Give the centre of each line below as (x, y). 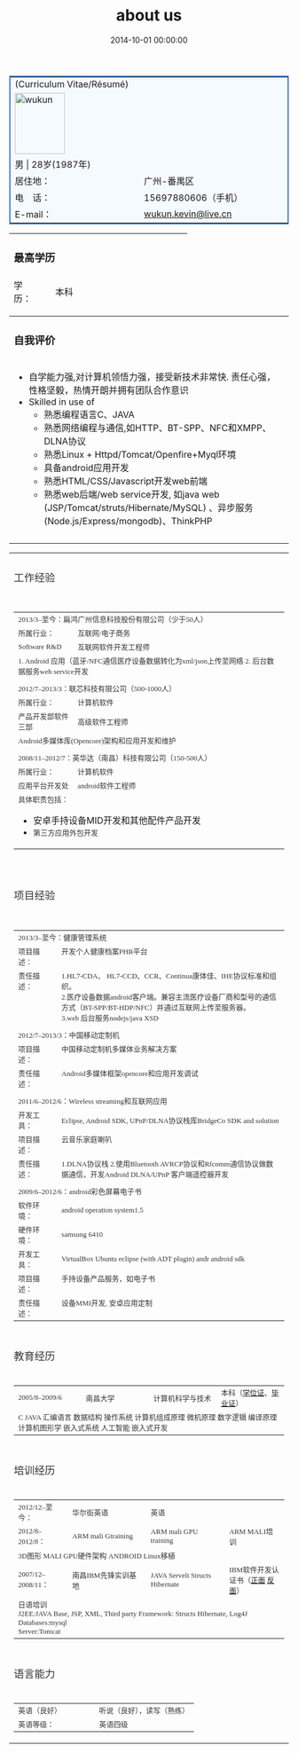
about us (149, 16)
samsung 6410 (82, 1234)
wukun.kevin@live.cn (188, 214)
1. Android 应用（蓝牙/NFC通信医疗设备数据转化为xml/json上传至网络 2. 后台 (143, 661)
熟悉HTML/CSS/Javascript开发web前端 (126, 481)
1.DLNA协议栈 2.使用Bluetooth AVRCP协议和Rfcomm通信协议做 (164, 1164)
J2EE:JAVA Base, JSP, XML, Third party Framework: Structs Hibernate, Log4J (133, 1614)
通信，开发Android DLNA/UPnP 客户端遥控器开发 (149, 1175)
